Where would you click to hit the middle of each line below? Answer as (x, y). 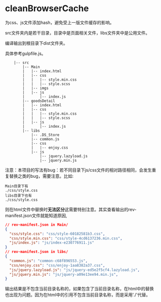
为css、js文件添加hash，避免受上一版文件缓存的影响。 (60, 22)
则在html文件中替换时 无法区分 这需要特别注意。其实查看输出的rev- (71, 209)
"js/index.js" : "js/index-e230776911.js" (52, 243)
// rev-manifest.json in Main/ (37, 225)
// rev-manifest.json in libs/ (37, 252)
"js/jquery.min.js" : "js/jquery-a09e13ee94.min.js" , (64, 274)
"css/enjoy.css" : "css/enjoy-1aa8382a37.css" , (57, 265)
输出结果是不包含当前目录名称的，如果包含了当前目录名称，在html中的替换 (80, 289)
